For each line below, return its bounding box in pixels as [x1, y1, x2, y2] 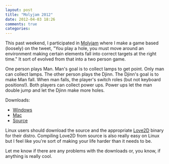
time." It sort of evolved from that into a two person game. [5, 56, 126, 62]
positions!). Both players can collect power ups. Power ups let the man [5, 82, 152, 88]
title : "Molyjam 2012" [5, 12, 53, 17]
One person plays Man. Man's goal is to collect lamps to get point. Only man [5, 66, 164, 72]
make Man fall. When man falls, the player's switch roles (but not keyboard [5, 77, 161, 83]
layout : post [5, 7, 33, 13]
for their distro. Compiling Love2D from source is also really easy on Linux [5, 133, 160, 139]
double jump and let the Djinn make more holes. [5, 87, 105, 93]
